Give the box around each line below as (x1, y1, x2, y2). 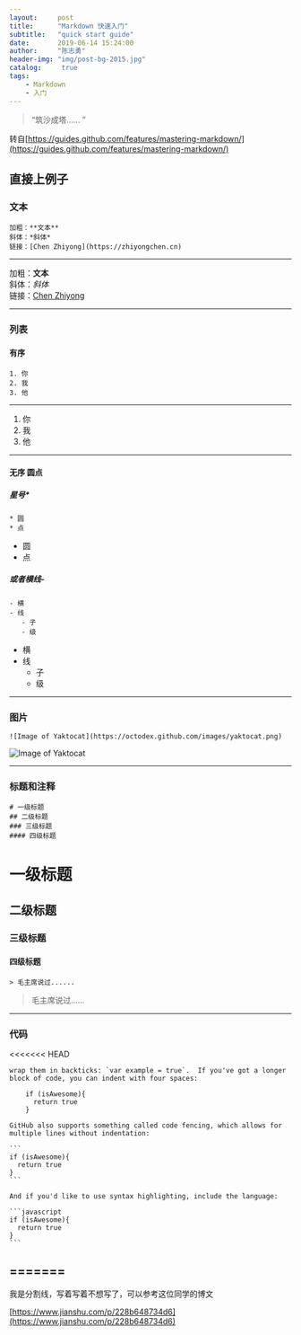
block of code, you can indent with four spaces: (9, 1074, 199, 1083)
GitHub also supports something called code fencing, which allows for (9, 1121, 282, 1130)
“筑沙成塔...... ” (30, 114, 87, 125)
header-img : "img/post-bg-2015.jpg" (9, 55, 146, 64)
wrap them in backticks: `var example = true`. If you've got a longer (9, 1066, 287, 1075)
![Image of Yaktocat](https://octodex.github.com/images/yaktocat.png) (9, 732, 282, 741)
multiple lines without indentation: (9, 1129, 150, 1138)
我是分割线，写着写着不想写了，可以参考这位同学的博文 (9, 1288, 213, 1299)
